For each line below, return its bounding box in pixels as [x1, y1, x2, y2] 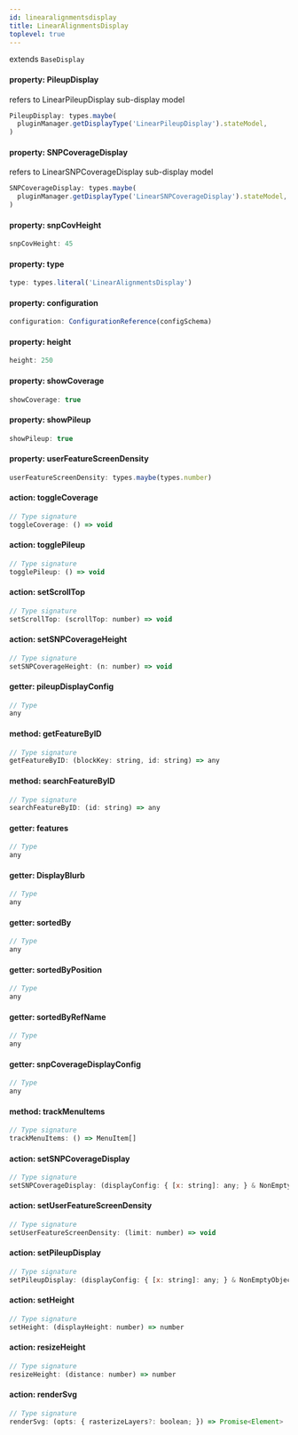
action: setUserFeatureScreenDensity [9, 1200, 153, 1211]
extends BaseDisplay [9, 54, 85, 65]
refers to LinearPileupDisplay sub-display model [9, 94, 185, 105]
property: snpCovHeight [9, 220, 102, 230]
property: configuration [9, 297, 99, 308]
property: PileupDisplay [9, 74, 99, 84]
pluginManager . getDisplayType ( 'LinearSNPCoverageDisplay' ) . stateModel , [17, 192, 288, 201]
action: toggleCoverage [9, 493, 98, 503]
